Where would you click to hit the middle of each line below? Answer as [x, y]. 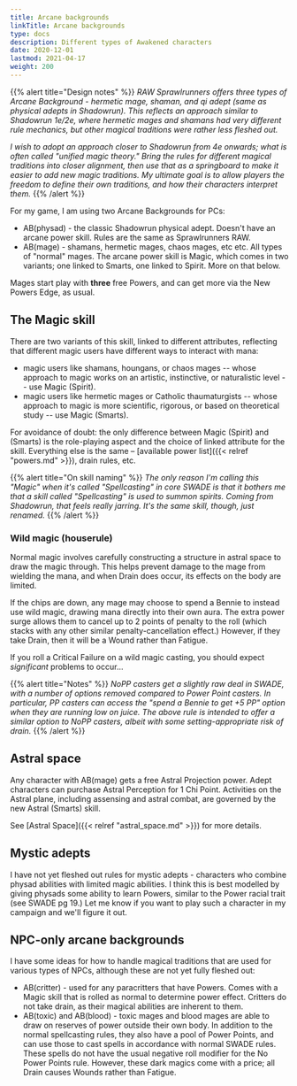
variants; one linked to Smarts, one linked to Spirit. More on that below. [152, 266]
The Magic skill [53, 320]
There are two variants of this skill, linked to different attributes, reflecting [144, 341]
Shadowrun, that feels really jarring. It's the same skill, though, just [132, 505]
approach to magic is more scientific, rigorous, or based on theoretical [151, 405]
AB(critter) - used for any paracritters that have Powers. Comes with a [150, 988]
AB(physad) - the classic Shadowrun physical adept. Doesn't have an [149, 227]
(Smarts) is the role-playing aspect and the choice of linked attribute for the [148, 441]
